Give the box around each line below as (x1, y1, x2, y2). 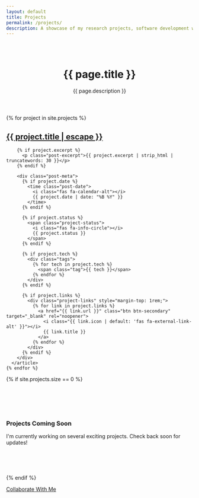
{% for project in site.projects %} (6, 114, 87, 122)
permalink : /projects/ (6, 20, 62, 25)
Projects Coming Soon (6, 419, 72, 427)
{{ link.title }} (43, 329, 86, 335)
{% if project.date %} (21, 178, 78, 184)
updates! (6, 439, 28, 446)
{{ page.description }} (73, 87, 126, 95)
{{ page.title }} (63, 68, 136, 81)
